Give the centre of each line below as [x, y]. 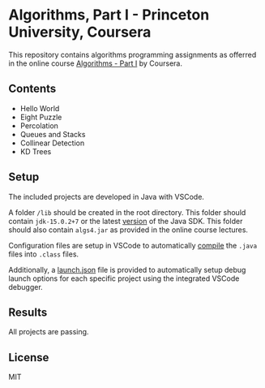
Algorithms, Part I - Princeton [109, 15]
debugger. [26, 287]
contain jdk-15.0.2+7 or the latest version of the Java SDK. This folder [126, 221]
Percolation [39, 125]
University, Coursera [80, 32]
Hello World [40, 108]
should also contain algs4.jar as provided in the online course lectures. [128, 230]
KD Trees [36, 151]
